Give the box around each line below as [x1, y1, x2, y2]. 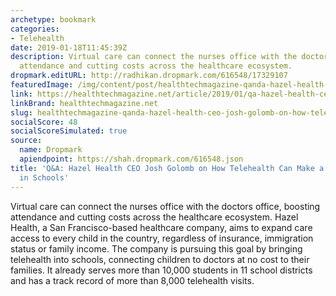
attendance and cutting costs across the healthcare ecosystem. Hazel [10, 211, 299, 223]
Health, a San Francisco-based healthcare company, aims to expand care [10, 221, 313, 233]
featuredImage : [10, 80, 74, 90]
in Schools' [19, 172, 70, 183]
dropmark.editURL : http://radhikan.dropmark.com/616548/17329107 [10, 71, 288, 81]
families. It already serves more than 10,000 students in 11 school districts [10, 264, 313, 276]
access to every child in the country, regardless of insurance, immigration [10, 232, 314, 244]
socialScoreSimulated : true [10, 126, 128, 136]
